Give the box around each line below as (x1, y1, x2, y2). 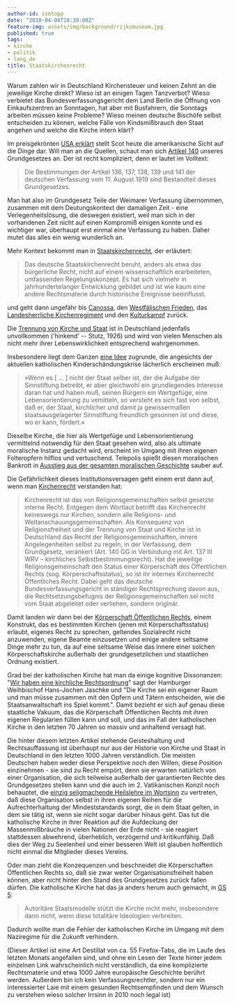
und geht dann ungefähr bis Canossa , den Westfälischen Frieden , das (7, 303, 208, 311)
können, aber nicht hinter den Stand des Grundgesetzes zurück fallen (7, 876, 207, 884)
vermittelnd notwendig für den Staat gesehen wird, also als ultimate (7, 439, 201, 447)
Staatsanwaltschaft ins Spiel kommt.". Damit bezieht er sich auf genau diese (7, 700, 225, 709)
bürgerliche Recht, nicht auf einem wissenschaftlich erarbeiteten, (24, 267, 212, 276)
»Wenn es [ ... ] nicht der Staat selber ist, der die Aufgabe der (24, 373, 201, 382)
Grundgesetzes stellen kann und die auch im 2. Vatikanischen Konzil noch (7, 781, 219, 789)
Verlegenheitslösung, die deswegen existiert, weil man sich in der (7, 211, 196, 219)
